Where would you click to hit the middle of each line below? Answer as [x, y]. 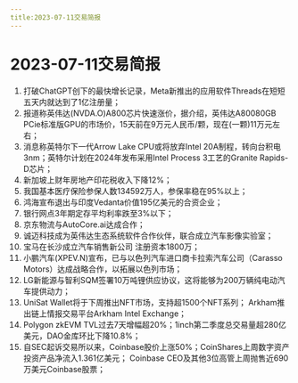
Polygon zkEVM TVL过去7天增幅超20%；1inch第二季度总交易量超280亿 [154, 324]
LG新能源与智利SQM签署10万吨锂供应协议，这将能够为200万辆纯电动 [150, 280]
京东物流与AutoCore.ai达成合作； [84, 224]
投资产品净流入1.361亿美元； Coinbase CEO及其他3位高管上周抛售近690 [156, 358]
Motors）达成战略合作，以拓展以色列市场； [103, 269]
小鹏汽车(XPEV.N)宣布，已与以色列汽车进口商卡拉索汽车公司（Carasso [153, 257]
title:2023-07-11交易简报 [56, 17]
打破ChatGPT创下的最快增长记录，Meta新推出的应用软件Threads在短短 [154, 91]
